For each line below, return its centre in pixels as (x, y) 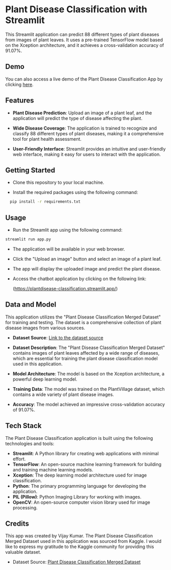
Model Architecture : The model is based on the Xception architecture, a (88, 374)
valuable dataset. (23, 552)
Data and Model (31, 305)
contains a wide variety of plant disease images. (63, 394)
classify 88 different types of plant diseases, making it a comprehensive (88, 133)
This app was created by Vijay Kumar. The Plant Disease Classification (79, 536)
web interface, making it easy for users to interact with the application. (87, 154)
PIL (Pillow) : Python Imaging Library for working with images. (77, 497)
